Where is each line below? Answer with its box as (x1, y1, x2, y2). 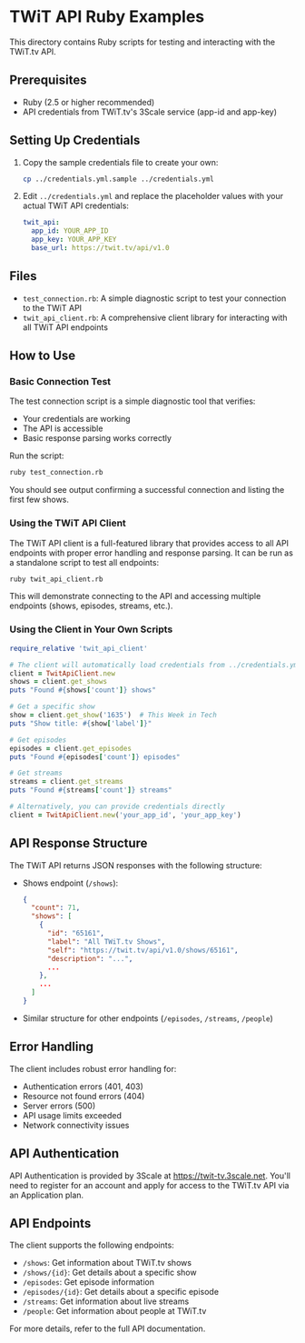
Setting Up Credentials (9, 133, 141, 148)
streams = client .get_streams (9, 777, 124, 787)
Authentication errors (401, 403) (22, 1080, 143, 1092)
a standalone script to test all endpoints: (9, 556, 160, 567)
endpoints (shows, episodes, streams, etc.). (9, 600, 173, 611)
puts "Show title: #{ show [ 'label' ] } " (9, 718, 152, 728)
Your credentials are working (22, 414, 131, 425)
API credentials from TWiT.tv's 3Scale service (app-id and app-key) (22, 106, 278, 117)
